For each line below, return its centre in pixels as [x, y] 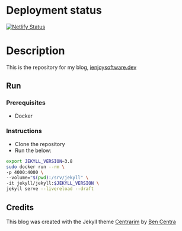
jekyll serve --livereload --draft [50, 189]
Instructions [24, 131]
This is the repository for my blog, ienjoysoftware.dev [71, 67]
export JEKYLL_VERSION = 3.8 [39, 161]
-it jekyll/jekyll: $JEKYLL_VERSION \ [53, 183]
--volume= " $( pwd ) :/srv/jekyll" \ [47, 178]
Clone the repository [40, 144]
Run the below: [33, 150]
